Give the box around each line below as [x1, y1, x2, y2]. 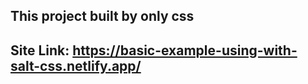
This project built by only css [10, 8, 195, 25]
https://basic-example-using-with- [72, 42, 298, 59]
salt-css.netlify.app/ [10, 57, 142, 74]
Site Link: [10, 42, 70, 59]
